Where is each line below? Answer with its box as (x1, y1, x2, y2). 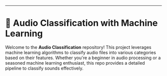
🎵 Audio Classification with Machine (5, 18, 158, 29)
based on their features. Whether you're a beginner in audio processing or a (5, 55, 161, 61)
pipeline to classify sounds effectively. (5, 65, 83, 71)
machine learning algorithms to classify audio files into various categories (5, 49, 157, 55)
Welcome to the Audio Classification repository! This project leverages (5, 44, 152, 50)
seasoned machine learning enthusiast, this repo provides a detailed (5, 60, 145, 66)
